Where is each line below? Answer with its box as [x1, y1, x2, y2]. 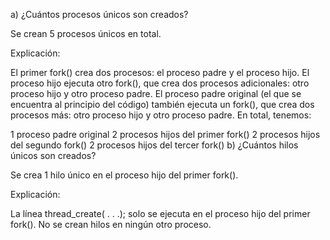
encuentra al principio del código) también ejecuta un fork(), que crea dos [10, 99, 315, 110]
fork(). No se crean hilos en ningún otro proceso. [10, 219, 212, 230]
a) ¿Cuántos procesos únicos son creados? [10, 9, 189, 20]
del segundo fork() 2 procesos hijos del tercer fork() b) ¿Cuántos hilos [10, 139, 299, 151]
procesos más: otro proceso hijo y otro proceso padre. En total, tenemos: [10, 109, 312, 121]
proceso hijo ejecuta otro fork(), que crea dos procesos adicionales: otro [10, 77, 310, 89]
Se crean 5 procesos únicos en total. [10, 28, 162, 39]
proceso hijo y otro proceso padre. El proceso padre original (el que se [10, 88, 302, 99]
